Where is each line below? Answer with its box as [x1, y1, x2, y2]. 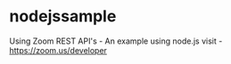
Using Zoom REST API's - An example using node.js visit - [9, 36, 223, 46]
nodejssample [9, 6, 117, 27]
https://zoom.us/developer [9, 44, 107, 55]
